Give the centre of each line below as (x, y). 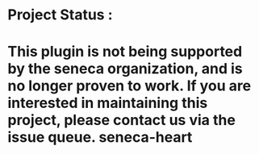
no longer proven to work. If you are (129, 86)
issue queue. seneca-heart (100, 137)
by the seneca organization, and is (125, 69)
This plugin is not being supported (125, 52)
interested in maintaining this (108, 103)
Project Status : (60, 15)
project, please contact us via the (121, 121)
